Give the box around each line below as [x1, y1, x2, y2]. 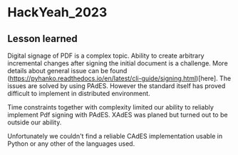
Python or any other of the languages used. [7, 139, 135, 148]
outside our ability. [7, 118, 62, 127]
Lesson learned [7, 33, 78, 45]
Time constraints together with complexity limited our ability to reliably [7, 103, 214, 111]
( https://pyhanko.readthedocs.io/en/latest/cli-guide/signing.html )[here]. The [7, 74, 232, 82]
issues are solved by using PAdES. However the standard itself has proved [7, 82, 226, 90]
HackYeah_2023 [7, 4, 108, 21]
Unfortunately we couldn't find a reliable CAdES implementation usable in [7, 132, 223, 140]
